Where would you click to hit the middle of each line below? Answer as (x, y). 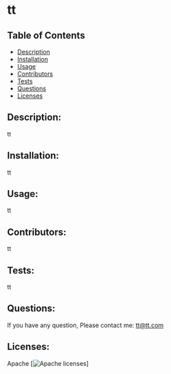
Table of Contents (46, 35)
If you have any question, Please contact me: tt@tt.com (85, 325)
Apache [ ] (48, 363)
